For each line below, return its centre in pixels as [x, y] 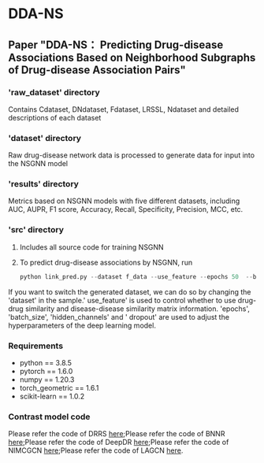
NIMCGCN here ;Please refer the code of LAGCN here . [96, 450]
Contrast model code [49, 417]
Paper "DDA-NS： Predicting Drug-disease [116, 44]
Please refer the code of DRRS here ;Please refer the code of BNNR [117, 434]
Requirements [36, 346]
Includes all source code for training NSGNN [91, 247]
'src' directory [36, 230]
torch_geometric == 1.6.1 [59, 387]
